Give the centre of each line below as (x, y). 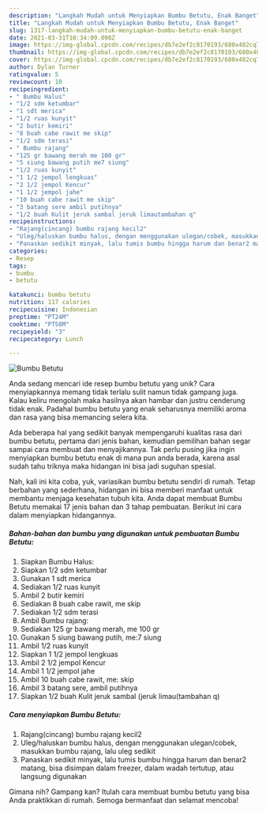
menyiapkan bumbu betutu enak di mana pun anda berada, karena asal (124, 458)
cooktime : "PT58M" (39, 324)
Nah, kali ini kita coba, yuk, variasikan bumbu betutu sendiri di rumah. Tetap (132, 482)
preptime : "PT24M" (39, 317)
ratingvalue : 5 (34, 74)
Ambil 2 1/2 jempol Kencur (63, 663)
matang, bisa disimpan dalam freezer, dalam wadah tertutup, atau (127, 768)
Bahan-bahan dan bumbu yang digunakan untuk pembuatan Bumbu (124, 533)
